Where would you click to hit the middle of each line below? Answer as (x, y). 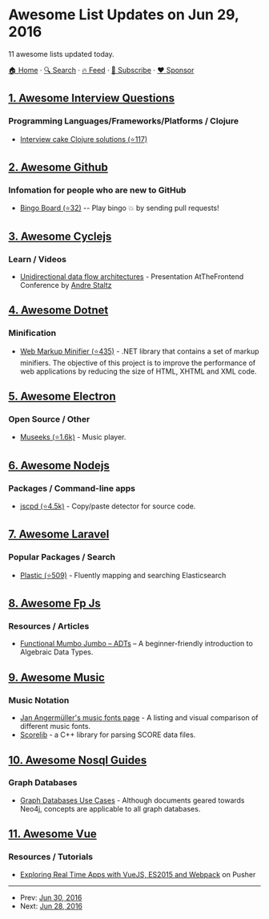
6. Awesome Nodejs (59, 466)
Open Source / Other (49, 419)
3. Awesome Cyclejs (60, 236)
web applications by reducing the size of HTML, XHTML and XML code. (138, 371)
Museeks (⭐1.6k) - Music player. (73, 437)
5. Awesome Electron (62, 397)
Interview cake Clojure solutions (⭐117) (84, 139)
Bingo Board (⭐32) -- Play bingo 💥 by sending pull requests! (120, 208)
